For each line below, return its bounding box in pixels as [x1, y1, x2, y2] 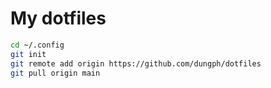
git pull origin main [10, 68, 101, 78]
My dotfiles [10, 7, 107, 30]
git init [10, 49, 47, 59]
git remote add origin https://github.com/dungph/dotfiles [10, 58, 262, 69]
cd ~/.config [10, 40, 65, 50]
